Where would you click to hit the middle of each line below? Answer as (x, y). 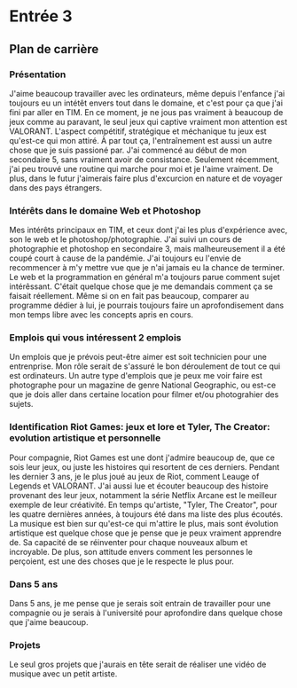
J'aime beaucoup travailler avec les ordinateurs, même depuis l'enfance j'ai (147, 93)
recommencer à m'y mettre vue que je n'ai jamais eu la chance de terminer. (147, 268)
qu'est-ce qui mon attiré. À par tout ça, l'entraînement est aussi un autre (141, 140)
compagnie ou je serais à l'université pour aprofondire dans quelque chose (146, 613)
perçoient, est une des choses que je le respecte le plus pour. (122, 561)
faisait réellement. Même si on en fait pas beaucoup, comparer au (129, 296)
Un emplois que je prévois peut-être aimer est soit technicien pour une (138, 357)
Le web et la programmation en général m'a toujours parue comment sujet (145, 278)
